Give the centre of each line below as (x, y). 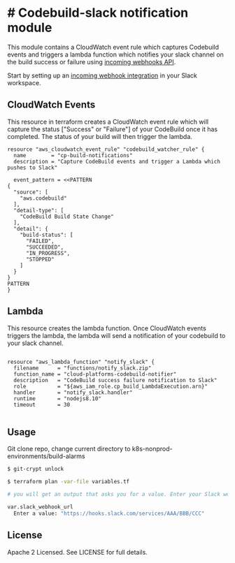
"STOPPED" (40, 259)
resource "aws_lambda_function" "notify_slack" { (81, 362)
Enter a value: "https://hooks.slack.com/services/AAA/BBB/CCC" (109, 513)
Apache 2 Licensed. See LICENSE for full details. (78, 552)
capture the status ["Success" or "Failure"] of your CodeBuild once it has (113, 129)
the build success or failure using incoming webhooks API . (92, 61)
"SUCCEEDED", (45, 247)
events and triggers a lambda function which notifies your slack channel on (115, 54)
